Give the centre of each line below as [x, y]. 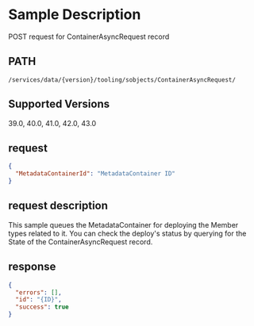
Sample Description [75, 15]
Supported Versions [59, 104]
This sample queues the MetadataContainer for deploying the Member [123, 224]
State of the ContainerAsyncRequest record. [81, 242]
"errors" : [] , [38, 292]
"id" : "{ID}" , [38, 300]
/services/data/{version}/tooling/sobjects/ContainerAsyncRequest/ [122, 80]
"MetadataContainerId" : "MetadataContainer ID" [96, 174]
